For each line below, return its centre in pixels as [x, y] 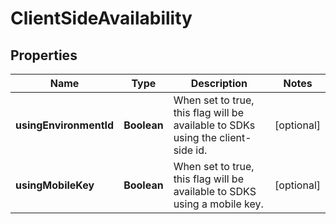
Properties [44, 55]
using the [195, 137]
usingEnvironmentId [65, 125]
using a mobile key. [218, 204]
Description [219, 83]
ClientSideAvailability [101, 18]
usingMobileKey [55, 185]
